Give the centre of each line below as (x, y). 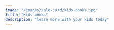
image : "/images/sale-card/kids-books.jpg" (52, 10)
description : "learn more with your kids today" (57, 19)
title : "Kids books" (27, 15)
